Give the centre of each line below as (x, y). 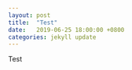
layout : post (29, 15)
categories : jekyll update (52, 37)
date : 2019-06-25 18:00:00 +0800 (66, 30)
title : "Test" (33, 23)
